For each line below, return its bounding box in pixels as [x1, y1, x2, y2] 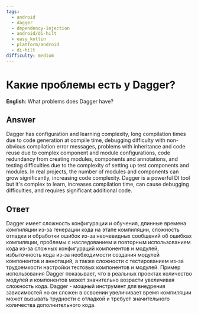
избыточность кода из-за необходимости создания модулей [6, 251, 160, 258]
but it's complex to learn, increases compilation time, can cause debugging [6, 181, 189, 188]
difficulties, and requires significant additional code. [6, 187, 132, 194]
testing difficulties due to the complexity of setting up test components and [6, 162, 189, 169]
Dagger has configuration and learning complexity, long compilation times [6, 131, 186, 138]
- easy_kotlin [11, 36, 46, 42]
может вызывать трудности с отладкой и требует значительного [6, 295, 170, 302]
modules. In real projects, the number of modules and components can [6, 168, 179, 175]
